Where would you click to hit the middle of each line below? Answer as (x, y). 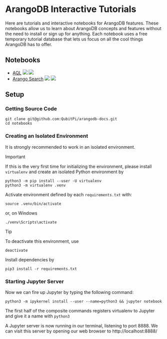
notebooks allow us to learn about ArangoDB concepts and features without (83, 28)
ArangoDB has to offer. (29, 44)
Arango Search (28, 79)
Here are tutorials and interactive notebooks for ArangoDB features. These (82, 23)
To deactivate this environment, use (42, 241)
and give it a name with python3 (37, 316)
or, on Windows (21, 213)
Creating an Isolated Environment (47, 136)
